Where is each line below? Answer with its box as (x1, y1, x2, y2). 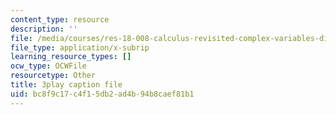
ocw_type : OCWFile (10, 61, 87, 71)
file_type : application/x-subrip (10, 42, 150, 53)
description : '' (10, 24, 78, 34)
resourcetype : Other (10, 71, 97, 81)
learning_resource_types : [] (10, 52, 132, 62)
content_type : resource (10, 14, 110, 25)
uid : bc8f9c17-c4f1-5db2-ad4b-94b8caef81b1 (10, 89, 195, 99)
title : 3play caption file (10, 80, 123, 90)
